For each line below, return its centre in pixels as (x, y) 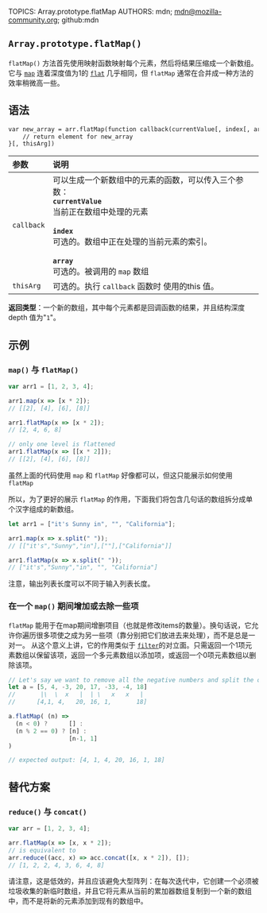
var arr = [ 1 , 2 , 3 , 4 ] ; (49, 829)
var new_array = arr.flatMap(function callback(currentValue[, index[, (129, 129)
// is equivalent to (43, 850)
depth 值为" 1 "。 (35, 318)
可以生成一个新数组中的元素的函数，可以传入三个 (144, 180)
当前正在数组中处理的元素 (101, 212)
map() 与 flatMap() (44, 369)
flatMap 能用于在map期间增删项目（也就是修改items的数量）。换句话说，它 (130, 625)
